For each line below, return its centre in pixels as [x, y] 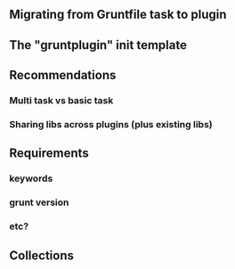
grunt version [39, 202]
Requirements [49, 154]
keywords [31, 179]
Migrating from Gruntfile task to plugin [118, 15]
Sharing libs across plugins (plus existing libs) [111, 125]
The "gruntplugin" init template [98, 45]
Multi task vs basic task [61, 101]
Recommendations [63, 75]
